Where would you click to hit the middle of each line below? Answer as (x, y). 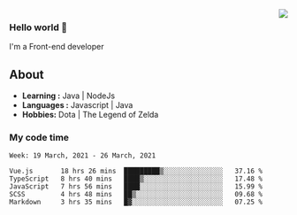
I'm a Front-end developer (57, 47)
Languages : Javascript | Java (77, 105)
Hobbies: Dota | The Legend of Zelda (90, 115)
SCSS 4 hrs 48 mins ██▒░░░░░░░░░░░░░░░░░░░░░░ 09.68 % (136, 195)
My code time (39, 138)
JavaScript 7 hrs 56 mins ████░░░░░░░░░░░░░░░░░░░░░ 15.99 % (136, 187)
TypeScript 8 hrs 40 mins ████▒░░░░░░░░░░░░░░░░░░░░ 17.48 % (136, 179)
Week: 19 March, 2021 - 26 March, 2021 (83, 156)
